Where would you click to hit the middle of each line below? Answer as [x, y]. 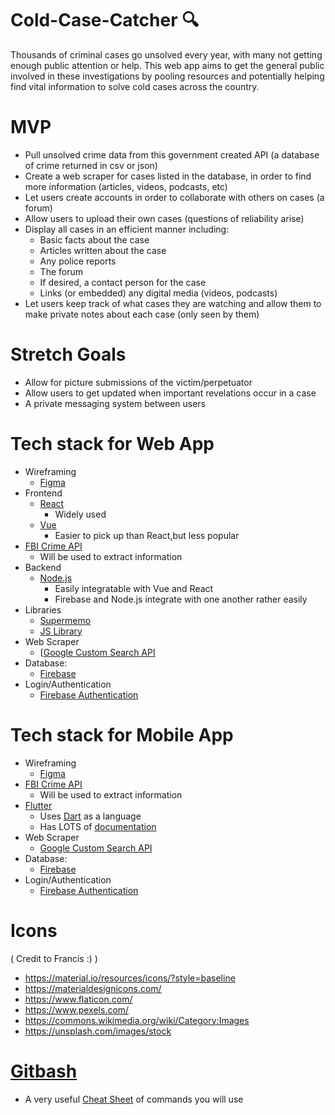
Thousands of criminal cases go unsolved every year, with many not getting [166, 54]
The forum [61, 271]
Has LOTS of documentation [98, 826]
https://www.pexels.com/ [77, 1009]
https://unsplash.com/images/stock [98, 1031]
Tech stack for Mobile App [122, 734]
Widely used [80, 514]
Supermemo [65, 620]
